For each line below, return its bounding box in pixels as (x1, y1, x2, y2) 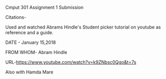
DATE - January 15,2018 (5, 39, 56, 45)
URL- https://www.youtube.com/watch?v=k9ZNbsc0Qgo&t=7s (5, 59, 137, 65)
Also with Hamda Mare (5, 69, 54, 75)
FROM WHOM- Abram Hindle (5, 49, 68, 55)
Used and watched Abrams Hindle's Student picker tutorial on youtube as (5, 24, 161, 30)
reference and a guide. (5, 30, 54, 35)
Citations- (5, 14, 27, 20)
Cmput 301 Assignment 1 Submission (5, 5, 84, 10)
